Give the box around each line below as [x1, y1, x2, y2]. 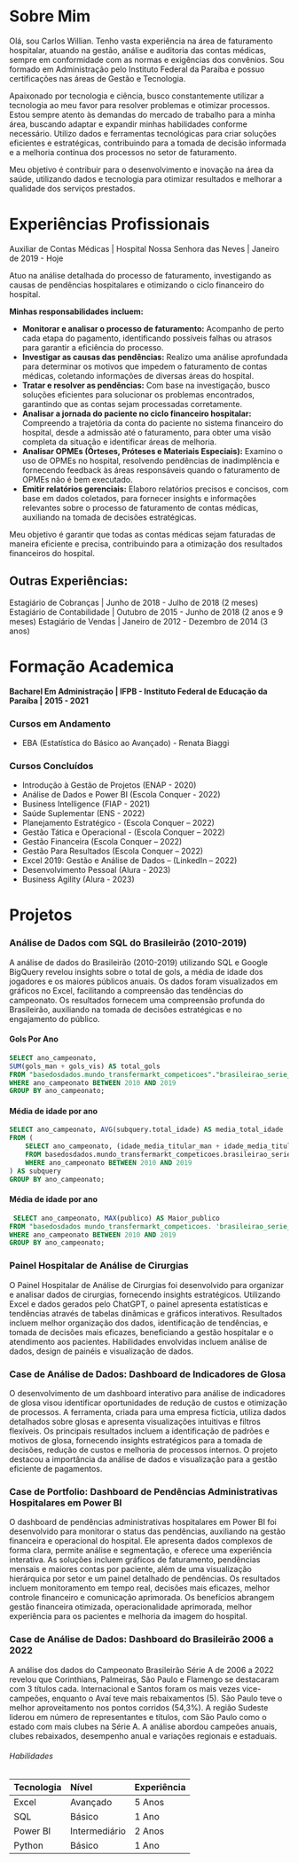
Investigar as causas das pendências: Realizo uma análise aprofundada [21, 351, 288, 362]
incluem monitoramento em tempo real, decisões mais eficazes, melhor [9, 1583, 271, 1593]
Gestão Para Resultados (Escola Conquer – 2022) [21, 845, 204, 857]
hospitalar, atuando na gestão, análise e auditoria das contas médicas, [9, 44, 266, 55]
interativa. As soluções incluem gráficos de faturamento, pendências [9, 1554, 261, 1565]
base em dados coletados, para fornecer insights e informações [21, 492, 257, 503]
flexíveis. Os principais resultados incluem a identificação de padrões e [9, 1426, 271, 1436]
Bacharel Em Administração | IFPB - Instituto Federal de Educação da [9, 686, 268, 696]
